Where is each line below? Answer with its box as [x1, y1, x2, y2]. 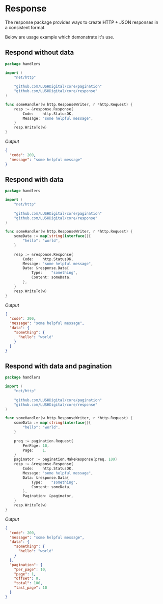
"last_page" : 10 [14, 585, 48, 590]
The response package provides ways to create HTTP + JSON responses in [5, 19, 159, 25]
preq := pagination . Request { [14, 438, 74, 443]
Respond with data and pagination [5, 362, 112, 370]
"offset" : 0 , [14, 576, 41, 581]
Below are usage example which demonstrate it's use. [5, 34, 114, 40]
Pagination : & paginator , [23, 494, 74, 499]
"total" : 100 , [14, 581, 43, 586]
